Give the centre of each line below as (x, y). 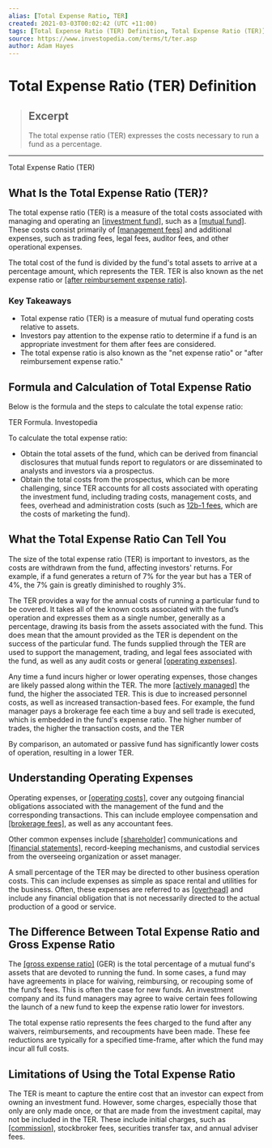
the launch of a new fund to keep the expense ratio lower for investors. (127, 1007)
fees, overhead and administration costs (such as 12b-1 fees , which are (139, 505)
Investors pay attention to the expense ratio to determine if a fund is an (138, 336)
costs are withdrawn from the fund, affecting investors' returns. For (121, 568)
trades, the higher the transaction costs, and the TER (96, 728)
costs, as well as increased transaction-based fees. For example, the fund (132, 702)
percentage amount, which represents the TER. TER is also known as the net (136, 271)
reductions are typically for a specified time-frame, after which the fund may (136, 1040)
